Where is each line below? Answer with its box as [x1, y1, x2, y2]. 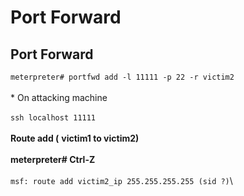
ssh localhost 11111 [10, 113, 97, 123]
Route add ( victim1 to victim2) [10, 132, 140, 144]
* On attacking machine [10, 92, 108, 103]
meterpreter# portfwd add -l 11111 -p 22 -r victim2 [10, 72, 235, 82]
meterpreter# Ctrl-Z [10, 154, 96, 165]
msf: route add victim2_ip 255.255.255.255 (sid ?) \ [10, 175, 233, 186]
